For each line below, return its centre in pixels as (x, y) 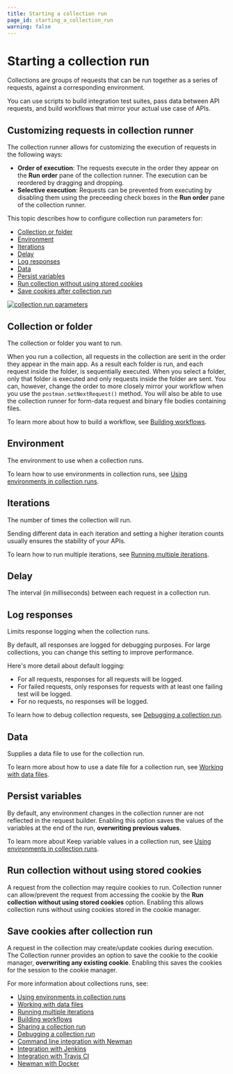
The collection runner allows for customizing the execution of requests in (112, 147)
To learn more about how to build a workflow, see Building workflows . (107, 422)
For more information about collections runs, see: (78, 984)
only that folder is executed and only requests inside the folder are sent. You (116, 378)
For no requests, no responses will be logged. (83, 702)
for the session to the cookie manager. (62, 970)
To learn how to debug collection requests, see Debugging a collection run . (115, 715)
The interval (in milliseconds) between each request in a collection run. (109, 593)
